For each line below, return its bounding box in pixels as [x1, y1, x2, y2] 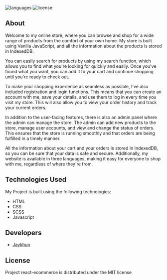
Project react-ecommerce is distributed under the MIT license [5, 270, 132, 276]
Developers [5, 229, 42, 237]
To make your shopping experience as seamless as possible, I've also [5, 83, 149, 89]
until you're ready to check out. [5, 74, 70, 80]
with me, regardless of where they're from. [5, 161, 93, 167]
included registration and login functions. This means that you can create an [5, 89, 162, 95]
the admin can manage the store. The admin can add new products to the [5, 120, 156, 126]
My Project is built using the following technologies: [5, 188, 111, 194]
